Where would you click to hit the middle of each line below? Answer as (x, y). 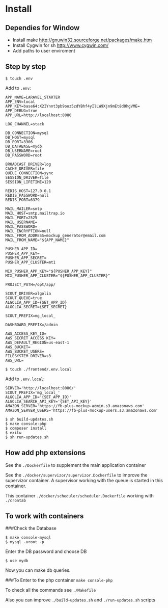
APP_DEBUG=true (21, 111)
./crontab (16, 500)
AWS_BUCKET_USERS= (25, 351)
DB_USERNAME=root (24, 151)
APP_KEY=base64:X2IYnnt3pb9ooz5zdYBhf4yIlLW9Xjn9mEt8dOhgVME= (73, 106)
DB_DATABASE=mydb (24, 146)
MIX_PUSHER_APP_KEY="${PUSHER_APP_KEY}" (49, 271)
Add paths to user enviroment (44, 51)
